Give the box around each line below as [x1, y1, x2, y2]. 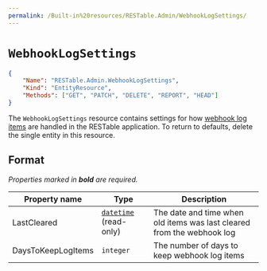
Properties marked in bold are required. [8, 175, 138, 184]
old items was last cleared [153, 217, 250, 228]
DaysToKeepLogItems [12, 245, 94, 256]
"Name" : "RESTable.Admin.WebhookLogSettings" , [22, 77, 180, 84]
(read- [101, 216, 127, 227]
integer [101, 245, 130, 255]
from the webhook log [153, 226, 236, 238]
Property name [23, 193, 82, 204]
